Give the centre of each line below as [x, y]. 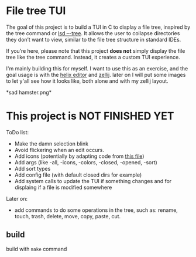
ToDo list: [18, 132]
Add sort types [32, 168]
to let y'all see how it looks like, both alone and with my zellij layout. [87, 81]
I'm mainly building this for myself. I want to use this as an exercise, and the [97, 68]
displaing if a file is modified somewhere [63, 187]
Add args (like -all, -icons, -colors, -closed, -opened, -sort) [86, 162]
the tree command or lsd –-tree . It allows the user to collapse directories [93, 33]
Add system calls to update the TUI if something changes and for [93, 181]
